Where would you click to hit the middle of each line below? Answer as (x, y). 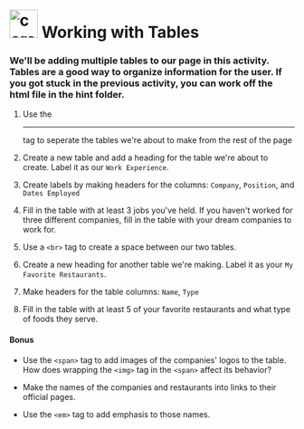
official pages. (49, 396)
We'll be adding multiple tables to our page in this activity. (139, 61)
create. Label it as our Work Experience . (95, 167)
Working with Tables (120, 33)
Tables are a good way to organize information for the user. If (146, 72)
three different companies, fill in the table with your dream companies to (157, 220)
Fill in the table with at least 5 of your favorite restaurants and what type (157, 310)
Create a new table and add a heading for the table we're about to (145, 157)
